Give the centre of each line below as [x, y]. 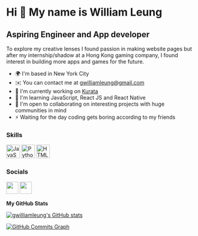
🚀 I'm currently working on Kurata [56, 91]
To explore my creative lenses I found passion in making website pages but [99, 49]
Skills [14, 135]
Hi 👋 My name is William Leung [84, 12]
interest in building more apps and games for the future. [75, 62]
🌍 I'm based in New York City [52, 74]
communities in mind [41, 110]
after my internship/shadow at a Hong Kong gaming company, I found [92, 55]
